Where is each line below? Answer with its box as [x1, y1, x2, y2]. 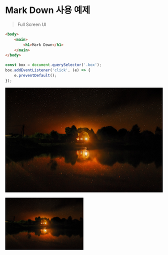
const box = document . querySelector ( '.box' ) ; [5, 62, 101, 67]
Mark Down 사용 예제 [5, 4, 90, 16]
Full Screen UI [17, 21, 46, 27]
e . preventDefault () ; [14, 73, 57, 78]
